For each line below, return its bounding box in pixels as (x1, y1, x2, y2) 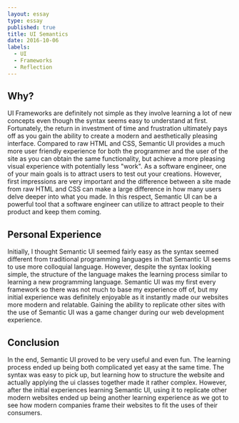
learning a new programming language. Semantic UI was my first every (7, 278, 216, 287)
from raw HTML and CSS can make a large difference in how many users (7, 185, 222, 194)
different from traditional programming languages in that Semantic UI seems (7, 255, 231, 264)
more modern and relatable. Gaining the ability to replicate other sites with (7, 301, 225, 309)
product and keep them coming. (7, 208, 102, 217)
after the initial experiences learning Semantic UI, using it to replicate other (7, 386, 227, 394)
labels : (7, 44, 31, 51)
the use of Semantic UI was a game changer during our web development (7, 308, 225, 317)
